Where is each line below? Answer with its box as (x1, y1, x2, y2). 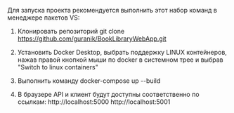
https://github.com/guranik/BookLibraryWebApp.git (17, 34, 167, 43)
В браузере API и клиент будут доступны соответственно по (17, 91, 200, 98)
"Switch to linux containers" (17, 63, 98, 71)
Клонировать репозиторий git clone (17, 27, 125, 35)
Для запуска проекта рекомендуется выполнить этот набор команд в (7, 6, 218, 14)
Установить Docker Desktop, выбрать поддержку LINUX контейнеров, (17, 48, 227, 56)
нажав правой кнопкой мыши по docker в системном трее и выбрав (17, 55, 223, 64)
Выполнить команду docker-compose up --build (17, 77, 161, 85)
